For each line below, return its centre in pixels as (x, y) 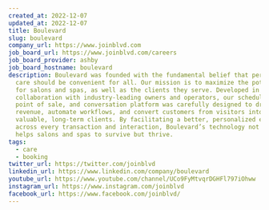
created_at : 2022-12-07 (48, 16)
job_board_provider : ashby (53, 61)
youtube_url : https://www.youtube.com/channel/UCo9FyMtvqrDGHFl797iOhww (132, 179)
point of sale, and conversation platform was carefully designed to (134, 105)
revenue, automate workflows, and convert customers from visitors (130, 113)
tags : (17, 142)
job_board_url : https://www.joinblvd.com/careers (93, 53)
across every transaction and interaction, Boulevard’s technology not (138, 127)
